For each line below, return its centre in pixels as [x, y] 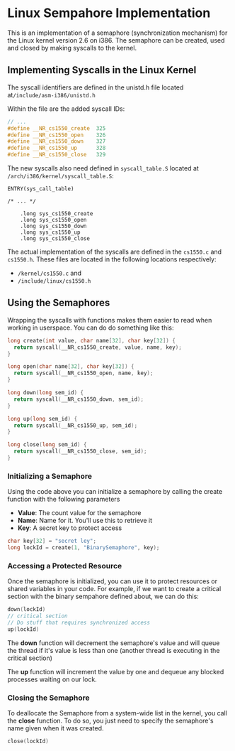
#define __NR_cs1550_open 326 [57, 135]
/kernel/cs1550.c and [49, 273]
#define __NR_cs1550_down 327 [57, 141]
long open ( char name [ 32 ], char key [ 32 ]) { [71, 367]
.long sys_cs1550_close [55, 239]
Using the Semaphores [59, 303]
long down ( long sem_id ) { [45, 393]
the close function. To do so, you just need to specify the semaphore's [110, 721]
